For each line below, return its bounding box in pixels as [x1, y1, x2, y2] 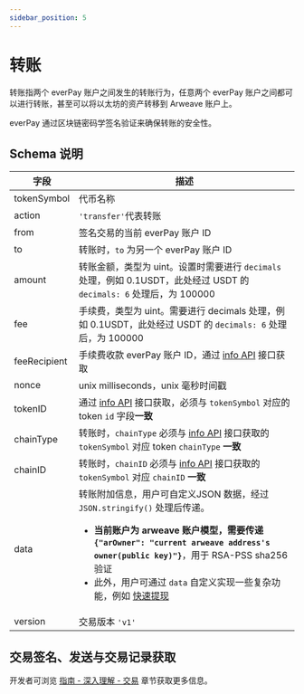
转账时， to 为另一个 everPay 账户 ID [78, 243, 233, 256]
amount [14, 273, 47, 286]
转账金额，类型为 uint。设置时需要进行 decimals [78, 261, 282, 273]
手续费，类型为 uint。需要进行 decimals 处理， [78, 305, 276, 318]
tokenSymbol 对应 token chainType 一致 [78, 441, 242, 453]
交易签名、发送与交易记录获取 [9, 649, 176, 665]
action [14, 209, 41, 222]
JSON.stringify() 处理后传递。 [78, 501, 210, 514]
